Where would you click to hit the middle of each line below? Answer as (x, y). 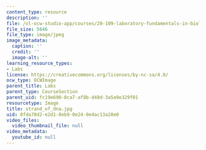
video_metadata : (27, 132)
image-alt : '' (30, 58)
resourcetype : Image (33, 103)
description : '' (27, 18)
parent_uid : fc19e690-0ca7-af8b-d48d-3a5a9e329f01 (72, 97)
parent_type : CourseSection (42, 92)
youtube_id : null (34, 137)
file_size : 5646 (27, 29)
